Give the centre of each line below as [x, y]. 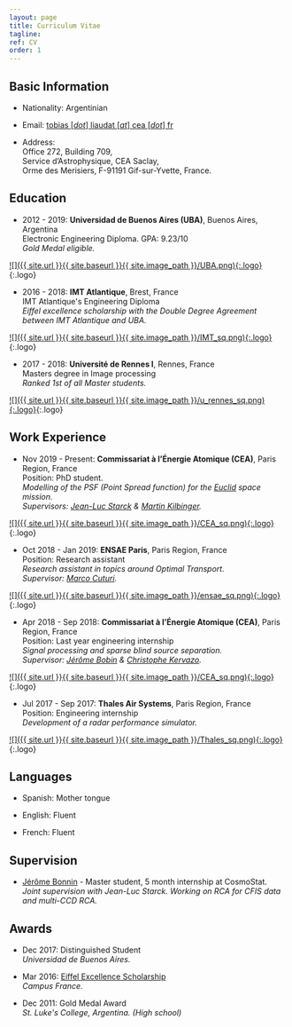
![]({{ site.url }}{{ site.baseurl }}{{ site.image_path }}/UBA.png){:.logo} [136, 265]
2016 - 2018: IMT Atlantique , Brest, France [100, 292]
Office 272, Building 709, [67, 151]
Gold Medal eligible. [58, 248]
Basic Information [59, 87]
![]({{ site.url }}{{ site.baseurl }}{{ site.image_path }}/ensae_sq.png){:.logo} [145, 595]
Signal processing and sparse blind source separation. [122, 650]
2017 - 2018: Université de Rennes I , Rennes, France [118, 364]
